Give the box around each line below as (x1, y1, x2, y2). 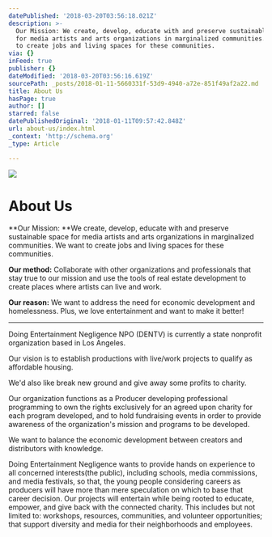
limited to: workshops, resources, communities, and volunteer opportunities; (8, 511, 263, 521)
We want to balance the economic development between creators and (8, 435, 243, 445)
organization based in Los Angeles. (8, 338, 126, 348)
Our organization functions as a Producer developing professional (8, 394, 228, 404)
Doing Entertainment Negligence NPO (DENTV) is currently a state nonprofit (8, 329, 262, 340)
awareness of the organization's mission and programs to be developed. (8, 420, 250, 429)
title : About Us (8, 87, 63, 95)
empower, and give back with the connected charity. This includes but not (8, 502, 256, 512)
